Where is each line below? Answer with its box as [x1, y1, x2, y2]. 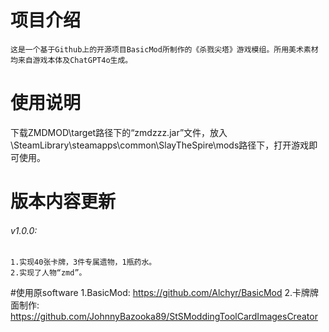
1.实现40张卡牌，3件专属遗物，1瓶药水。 [10, 257, 157, 268]
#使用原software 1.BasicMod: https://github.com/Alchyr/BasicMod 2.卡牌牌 [10, 287, 320, 299]
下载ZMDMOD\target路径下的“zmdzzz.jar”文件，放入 [10, 126, 228, 138]
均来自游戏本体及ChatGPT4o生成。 [10, 55, 133, 65]
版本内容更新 [10, 191, 117, 213]
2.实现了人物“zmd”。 [10, 268, 87, 278]
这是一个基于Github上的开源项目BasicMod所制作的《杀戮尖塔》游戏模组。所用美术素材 [10, 44, 319, 55]
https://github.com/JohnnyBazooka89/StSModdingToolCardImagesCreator [10, 311, 318, 323]
